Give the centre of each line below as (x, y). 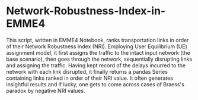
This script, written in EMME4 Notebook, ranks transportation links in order (98, 40)
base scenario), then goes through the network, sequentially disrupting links (99, 59)
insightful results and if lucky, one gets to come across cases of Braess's (95, 84)
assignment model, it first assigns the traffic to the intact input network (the (98, 52)
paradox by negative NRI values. (46, 90)
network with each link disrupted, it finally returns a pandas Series (87, 71)
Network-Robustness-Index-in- (86, 11)
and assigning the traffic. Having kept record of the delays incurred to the (96, 65)
